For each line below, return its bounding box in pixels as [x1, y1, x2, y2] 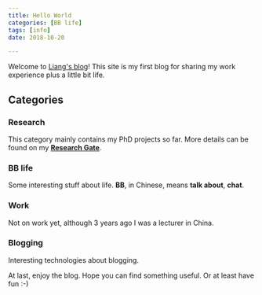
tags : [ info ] [8, 26, 51, 34]
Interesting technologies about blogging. [8, 255, 140, 264]
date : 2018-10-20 [8, 33, 65, 42]
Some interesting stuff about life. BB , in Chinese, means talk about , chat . [8, 180, 245, 190]
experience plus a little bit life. [8, 70, 105, 79]
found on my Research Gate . [8, 142, 102, 152]
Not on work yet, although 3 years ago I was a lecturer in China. [8, 218, 214, 227]
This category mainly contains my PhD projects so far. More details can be [8, 135, 249, 144]
